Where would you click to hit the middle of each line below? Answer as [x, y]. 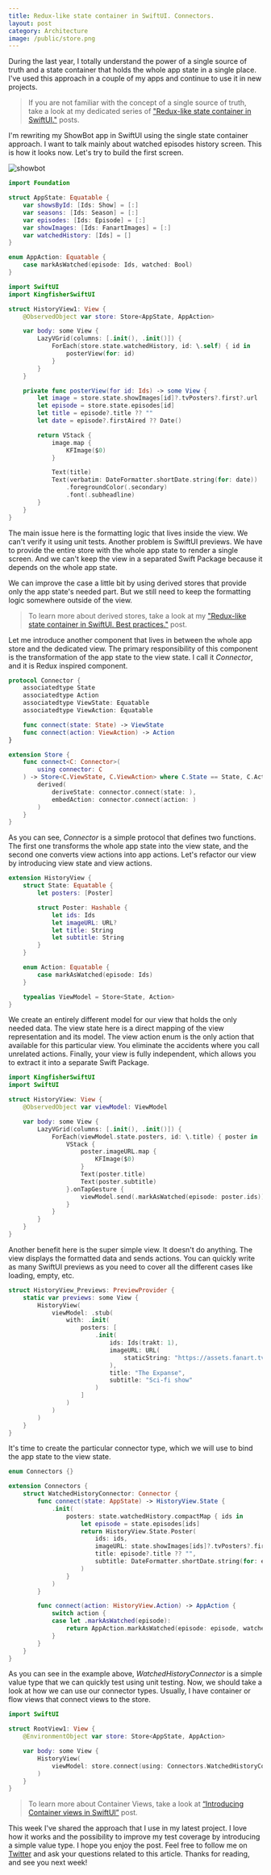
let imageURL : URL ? [84, 923]
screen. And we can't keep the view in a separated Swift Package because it [135, 559]
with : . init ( [88, 1320]
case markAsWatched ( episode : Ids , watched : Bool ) [108, 265]
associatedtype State [59, 688]
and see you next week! [48, 1863]
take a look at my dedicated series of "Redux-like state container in [140, 111]
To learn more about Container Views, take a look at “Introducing [136, 1804]
